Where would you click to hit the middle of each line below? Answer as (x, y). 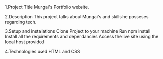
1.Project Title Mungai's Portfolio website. (47, 7)
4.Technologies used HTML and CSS (42, 51)
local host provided (25, 42)
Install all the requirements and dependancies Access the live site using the (82, 37)
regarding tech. (21, 22)
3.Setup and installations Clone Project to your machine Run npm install (78, 31)
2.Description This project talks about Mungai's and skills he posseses (77, 16)
